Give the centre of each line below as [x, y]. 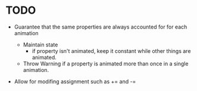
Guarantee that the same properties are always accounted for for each [101, 27]
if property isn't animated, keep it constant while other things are [111, 51]
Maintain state [40, 45]
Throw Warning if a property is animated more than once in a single [106, 64]
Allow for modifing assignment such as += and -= [75, 81]
